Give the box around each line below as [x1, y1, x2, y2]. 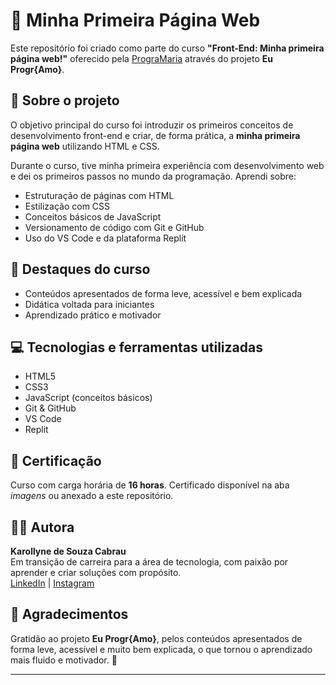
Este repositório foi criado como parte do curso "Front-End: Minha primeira [10, 42, 325, 54]
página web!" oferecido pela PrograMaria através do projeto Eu [10, 52, 274, 64]
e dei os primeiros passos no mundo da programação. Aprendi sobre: [10, 170, 297, 182]
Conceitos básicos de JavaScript [24, 210, 162, 223]
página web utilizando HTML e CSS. [10, 140, 160, 152]
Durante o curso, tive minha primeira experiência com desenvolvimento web [10, 159, 325, 171]
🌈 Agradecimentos [10, 606, 129, 623]
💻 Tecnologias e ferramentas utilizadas [10, 339, 263, 356]
